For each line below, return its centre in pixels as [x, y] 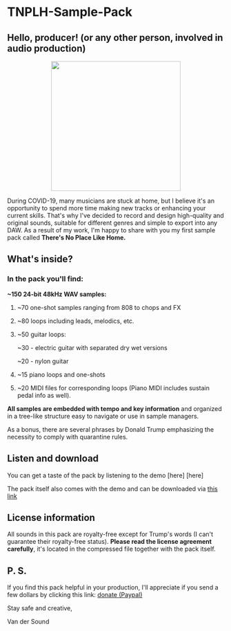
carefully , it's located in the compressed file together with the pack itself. [111, 549]
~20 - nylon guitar [43, 361]
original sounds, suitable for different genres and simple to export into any [112, 223]
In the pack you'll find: [46, 279]
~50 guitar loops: [42, 334]
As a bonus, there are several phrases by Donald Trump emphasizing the [111, 429]
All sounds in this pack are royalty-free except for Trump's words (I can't [110, 534]
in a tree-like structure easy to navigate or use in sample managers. [103, 416]
